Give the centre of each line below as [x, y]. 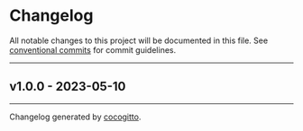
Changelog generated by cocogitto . [75, 117]
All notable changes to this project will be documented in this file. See [139, 40]
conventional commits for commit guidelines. [93, 49]
